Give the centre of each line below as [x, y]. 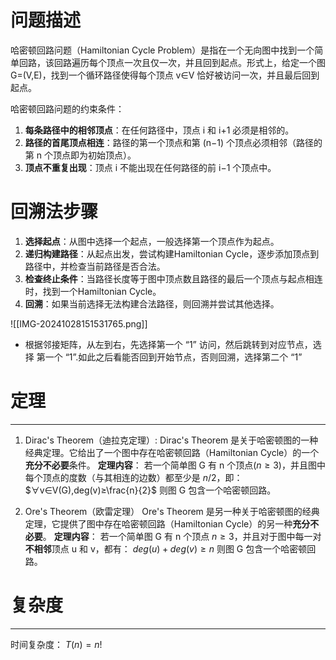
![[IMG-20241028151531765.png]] [79, 323]
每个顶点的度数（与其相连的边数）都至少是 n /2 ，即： [133, 477]
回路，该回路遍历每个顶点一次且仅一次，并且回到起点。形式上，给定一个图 [172, 62]
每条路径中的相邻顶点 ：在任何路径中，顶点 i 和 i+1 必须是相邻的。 [159, 130]
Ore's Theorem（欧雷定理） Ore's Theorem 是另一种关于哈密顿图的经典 [172, 511]
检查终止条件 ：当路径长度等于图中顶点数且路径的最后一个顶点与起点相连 [173, 278]
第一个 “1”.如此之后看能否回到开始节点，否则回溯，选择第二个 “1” [169, 357]
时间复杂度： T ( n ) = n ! [56, 644]
